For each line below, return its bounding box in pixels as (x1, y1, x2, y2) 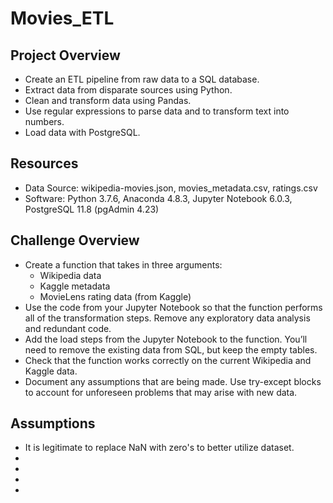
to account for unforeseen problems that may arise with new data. (24, 386, 298, 398)
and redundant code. (24, 322, 112, 334)
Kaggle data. (24, 365, 78, 377)
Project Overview (10, 47, 121, 64)
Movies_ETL (10, 7, 115, 30)
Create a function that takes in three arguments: (24, 258, 223, 271)
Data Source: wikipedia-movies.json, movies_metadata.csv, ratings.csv (24, 182, 318, 194)
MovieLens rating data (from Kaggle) (39, 290, 192, 302)
